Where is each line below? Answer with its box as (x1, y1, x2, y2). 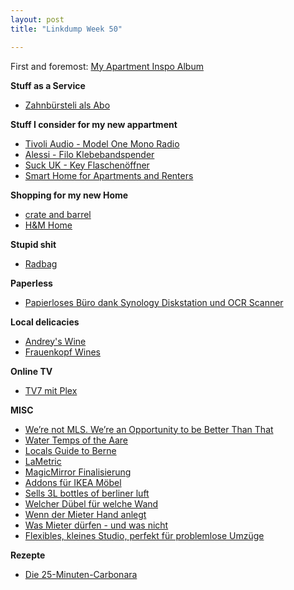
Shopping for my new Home (10, 189, 129, 201)
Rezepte (10, 549, 46, 561)
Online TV (10, 365, 53, 377)
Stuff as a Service (10, 79, 86, 91)
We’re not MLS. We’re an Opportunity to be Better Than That (24, 423, 274, 435)
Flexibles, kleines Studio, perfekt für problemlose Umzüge (24, 529, 265, 541)
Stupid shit (10, 238, 57, 250)
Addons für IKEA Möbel (24, 476, 122, 488)
